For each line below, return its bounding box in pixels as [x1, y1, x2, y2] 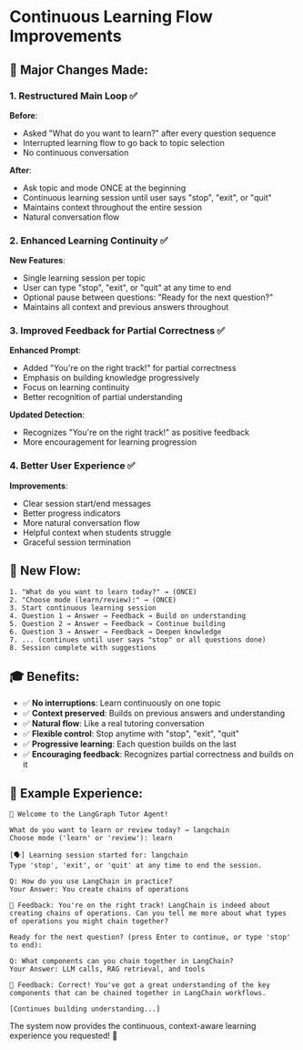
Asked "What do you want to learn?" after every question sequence [22, 128, 277, 139]
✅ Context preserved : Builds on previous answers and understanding [22, 708, 286, 719]
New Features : [9, 255, 66, 266]
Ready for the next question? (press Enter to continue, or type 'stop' [9, 932, 291, 942]
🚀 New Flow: [9, 563, 82, 579]
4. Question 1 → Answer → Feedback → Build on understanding [9, 611, 247, 621]
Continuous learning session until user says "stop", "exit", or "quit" [22, 191, 273, 202]
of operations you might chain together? [9, 917, 169, 926]
